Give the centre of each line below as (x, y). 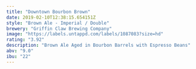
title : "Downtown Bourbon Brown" (48, 12)
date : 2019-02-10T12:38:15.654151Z (51, 17)
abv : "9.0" (20, 51)
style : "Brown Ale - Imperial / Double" (58, 23)
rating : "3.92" (25, 40)
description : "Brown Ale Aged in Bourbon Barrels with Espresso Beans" (98, 46)
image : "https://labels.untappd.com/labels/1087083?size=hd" (85, 34)
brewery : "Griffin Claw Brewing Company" (59, 28)
